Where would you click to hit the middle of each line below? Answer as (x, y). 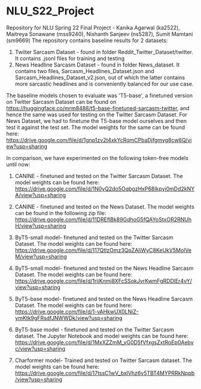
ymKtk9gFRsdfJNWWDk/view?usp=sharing (68, 318)
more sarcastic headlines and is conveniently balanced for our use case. (104, 84)
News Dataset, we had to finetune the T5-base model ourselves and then (97, 120)
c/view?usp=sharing (40, 348)
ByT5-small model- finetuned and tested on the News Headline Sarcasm (104, 268)
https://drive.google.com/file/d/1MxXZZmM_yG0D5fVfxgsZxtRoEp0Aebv (104, 342)
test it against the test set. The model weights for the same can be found (96, 127)
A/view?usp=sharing (40, 195)
